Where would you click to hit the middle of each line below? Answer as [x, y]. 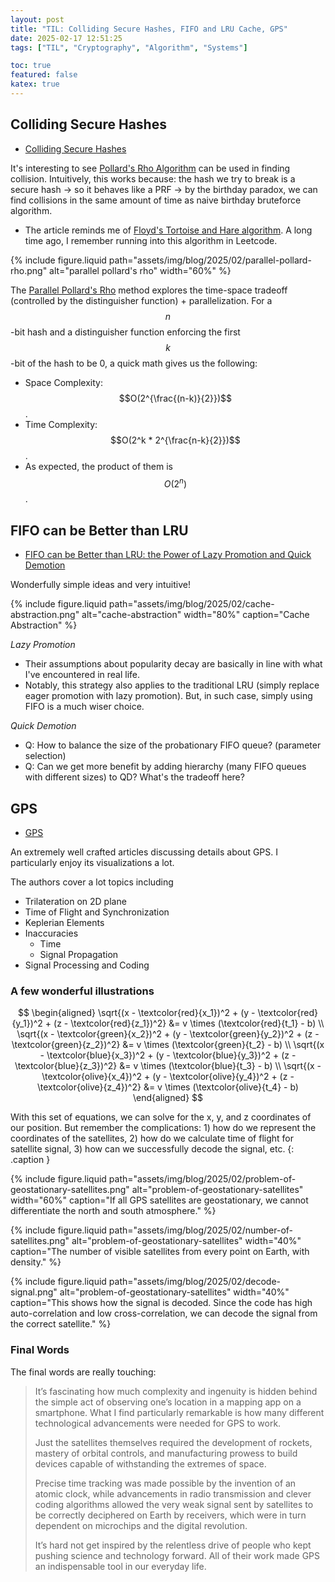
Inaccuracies [51, 933]
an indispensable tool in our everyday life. [120, 1566]
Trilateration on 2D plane [75, 901]
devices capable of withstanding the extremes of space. [150, 1463]
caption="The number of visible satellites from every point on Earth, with [160, 1252]
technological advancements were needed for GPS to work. [158, 1423]
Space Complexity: [63, 382]
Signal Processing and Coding [87, 965]
